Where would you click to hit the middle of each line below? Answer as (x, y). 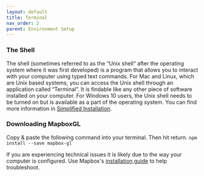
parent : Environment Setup (40, 29)
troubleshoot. (23, 167)
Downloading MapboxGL (44, 124)
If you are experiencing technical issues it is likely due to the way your (94, 154)
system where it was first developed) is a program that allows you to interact (102, 70)
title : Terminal (27, 18)
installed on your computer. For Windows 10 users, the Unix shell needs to (99, 95)
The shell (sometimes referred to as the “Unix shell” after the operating (95, 63)
